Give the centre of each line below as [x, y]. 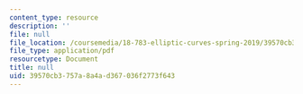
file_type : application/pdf [62, 51]
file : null [30, 34]
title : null [32, 68]
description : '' [40, 26]
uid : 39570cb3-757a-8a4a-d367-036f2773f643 [92, 76]
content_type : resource [54, 17]
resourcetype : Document [54, 59]
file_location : [38, 43]
